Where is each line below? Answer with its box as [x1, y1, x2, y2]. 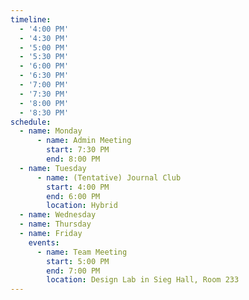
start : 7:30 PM [46, 145, 110, 155]
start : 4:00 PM [46, 182, 110, 192]
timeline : [10, 14, 52, 25]
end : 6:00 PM [46, 191, 101, 201]
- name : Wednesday [19, 210, 97, 220]
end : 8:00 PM [46, 154, 101, 164]
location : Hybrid [46, 201, 118, 211]
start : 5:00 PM [46, 256, 110, 266]
